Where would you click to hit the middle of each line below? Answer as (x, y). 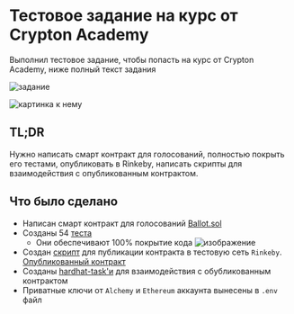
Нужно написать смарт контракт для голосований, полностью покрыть (147, 154)
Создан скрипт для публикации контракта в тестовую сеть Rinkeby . (152, 252)
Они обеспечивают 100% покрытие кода (114, 242)
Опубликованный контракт (74, 261)
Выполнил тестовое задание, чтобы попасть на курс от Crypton (132, 59)
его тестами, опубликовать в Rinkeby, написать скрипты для (126, 164)
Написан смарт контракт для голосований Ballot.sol (122, 223)
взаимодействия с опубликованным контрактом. (104, 173)
